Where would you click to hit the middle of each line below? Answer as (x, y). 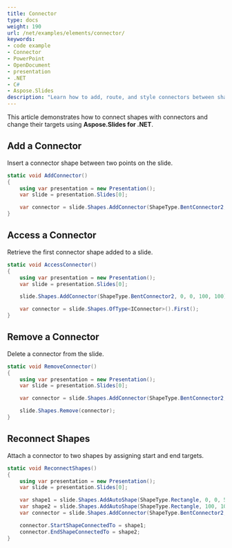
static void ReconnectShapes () (52, 468)
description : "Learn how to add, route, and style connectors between (111, 98)
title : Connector (32, 14)
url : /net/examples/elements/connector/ (66, 33)
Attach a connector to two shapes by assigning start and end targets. (106, 455)
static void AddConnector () (48, 175)
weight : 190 (24, 26)
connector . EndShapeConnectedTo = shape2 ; (80, 532)
